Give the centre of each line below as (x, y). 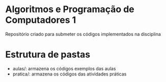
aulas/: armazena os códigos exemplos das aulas (64, 68)
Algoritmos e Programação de (70, 9)
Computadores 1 (41, 20)
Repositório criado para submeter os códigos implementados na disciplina (83, 34)
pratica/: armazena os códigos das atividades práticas (70, 74)
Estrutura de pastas (48, 55)
